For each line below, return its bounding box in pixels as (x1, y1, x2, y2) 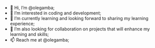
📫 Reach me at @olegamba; (10, 37, 69, 42)
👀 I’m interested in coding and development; (10, 10, 101, 16)
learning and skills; (10, 31, 49, 37)
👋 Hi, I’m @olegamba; (10, 5, 55, 10)
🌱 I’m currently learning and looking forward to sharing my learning (10, 15, 149, 21)
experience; (10, 20, 35, 26)
